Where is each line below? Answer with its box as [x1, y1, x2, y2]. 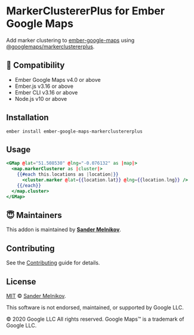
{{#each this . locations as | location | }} [17, 171, 119, 177]
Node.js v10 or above [14, 95, 67, 102]
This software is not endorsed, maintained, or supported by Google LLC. [6, 303, 184, 311]
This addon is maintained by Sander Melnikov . [6, 226, 121, 233]
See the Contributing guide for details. [6, 259, 100, 266]
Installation [6, 112, 49, 123]
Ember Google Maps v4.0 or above [14, 76, 101, 83]
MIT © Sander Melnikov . [6, 292, 66, 299]
